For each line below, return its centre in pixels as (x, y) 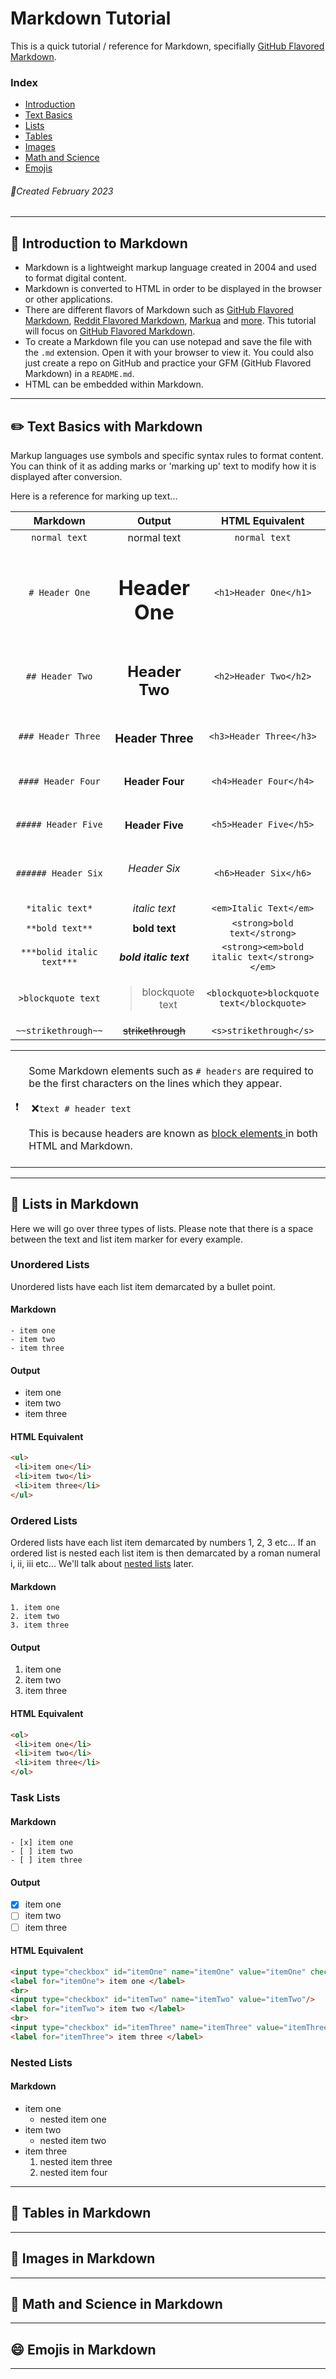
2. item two (35, 1617)
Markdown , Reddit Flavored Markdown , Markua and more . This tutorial (170, 321)
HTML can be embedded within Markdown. (114, 384)
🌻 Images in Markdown (83, 2258)
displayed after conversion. (66, 477)
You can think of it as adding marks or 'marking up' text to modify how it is (163, 466)
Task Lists (35, 1797)
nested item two (73, 2140)
